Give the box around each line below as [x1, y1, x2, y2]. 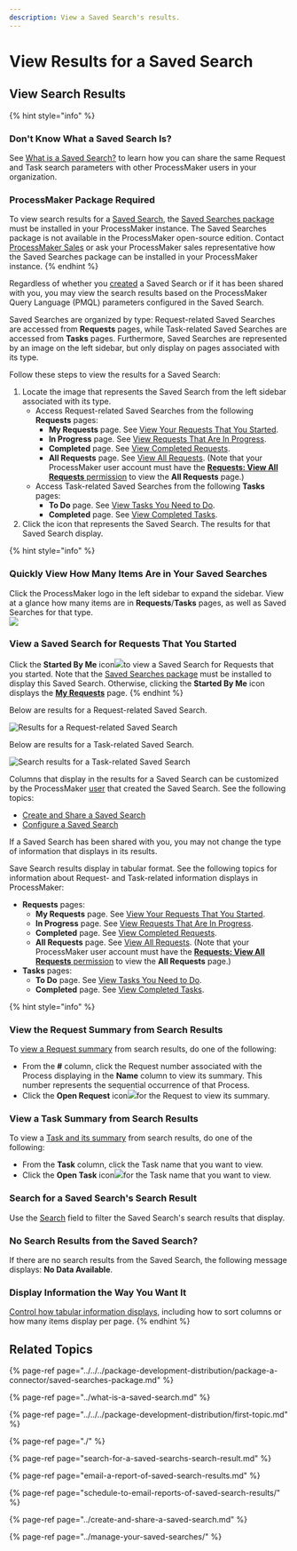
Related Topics [9, 1341, 93, 1356]
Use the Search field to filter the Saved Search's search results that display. [9, 1212, 285, 1223]
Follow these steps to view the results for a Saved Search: [9, 370, 221, 380]
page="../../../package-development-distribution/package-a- [56, 1365, 278, 1376]
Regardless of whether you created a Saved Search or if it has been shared [9, 278, 284, 289]
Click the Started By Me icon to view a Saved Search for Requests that [9, 659, 275, 669]
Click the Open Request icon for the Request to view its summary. [21, 1091, 270, 1101]
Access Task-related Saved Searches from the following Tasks [35, 481, 266, 492]
